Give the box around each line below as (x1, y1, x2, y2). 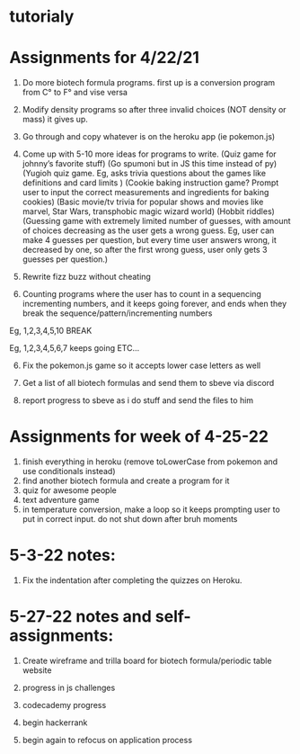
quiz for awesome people (22, 485, 117, 496)
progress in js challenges (22, 682, 116, 693)
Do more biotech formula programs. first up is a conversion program (22, 77, 276, 88)
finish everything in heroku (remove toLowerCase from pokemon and (22, 456, 278, 467)
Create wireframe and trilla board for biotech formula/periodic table (22, 655, 272, 666)
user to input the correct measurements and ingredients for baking (22, 187, 269, 198)
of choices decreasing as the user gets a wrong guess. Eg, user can (22, 225, 275, 236)
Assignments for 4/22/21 (9, 48, 200, 68)
